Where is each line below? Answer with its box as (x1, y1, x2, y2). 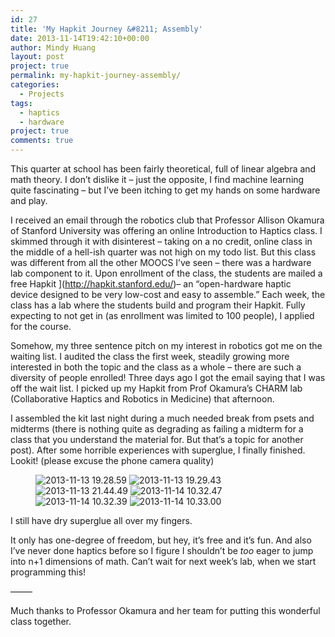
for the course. (10, 321, 72, 332)
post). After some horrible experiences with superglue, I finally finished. (10, 444, 306, 456)
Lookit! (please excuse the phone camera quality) (10, 455, 215, 466)
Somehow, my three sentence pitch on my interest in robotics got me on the (10, 340, 323, 351)
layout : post (10, 52, 65, 62)
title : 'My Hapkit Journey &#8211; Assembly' (10, 24, 203, 34)
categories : (10, 80, 60, 90)
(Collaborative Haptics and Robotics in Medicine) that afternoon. (10, 393, 275, 405)
